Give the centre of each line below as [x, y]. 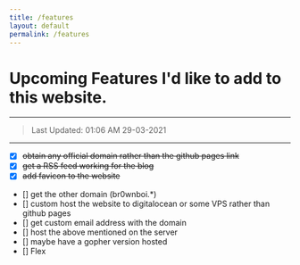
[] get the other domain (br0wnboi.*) [89, 194]
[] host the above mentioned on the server [100, 232]
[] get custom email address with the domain [104, 222]
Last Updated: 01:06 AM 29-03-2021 [99, 130]
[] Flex [34, 251]
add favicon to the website [71, 176]
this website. [58, 97]
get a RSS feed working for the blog [88, 166]
